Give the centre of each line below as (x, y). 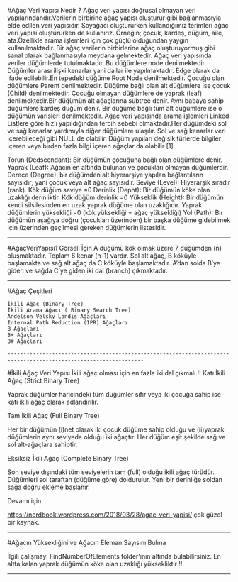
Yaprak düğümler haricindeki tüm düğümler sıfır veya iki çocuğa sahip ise (114, 394)
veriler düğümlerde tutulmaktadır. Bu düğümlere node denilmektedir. (107, 63)
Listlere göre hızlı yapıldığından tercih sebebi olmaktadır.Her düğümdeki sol (117, 123)
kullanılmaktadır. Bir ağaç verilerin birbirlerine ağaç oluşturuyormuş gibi (111, 48)
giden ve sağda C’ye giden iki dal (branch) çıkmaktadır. (87, 270)
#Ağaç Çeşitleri (30, 291)
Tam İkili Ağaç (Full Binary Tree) (54, 416)
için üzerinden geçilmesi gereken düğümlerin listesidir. (87, 227)
